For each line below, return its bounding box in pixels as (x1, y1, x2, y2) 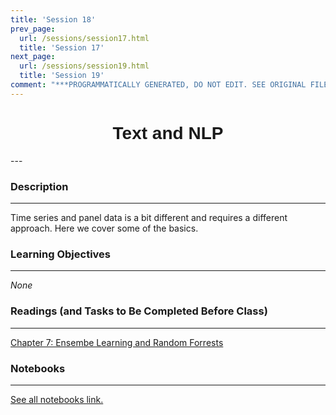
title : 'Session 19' (19, 71, 105, 81)
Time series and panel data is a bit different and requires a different (10, 211, 288, 223)
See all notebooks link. (10, 393, 104, 405)
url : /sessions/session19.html (19, 61, 150, 71)
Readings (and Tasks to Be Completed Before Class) (10, 304, 268, 318)
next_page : (10, 52, 56, 62)
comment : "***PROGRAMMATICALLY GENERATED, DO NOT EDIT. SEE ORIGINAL (10, 80, 307, 90)
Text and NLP (112, 122, 224, 143)
